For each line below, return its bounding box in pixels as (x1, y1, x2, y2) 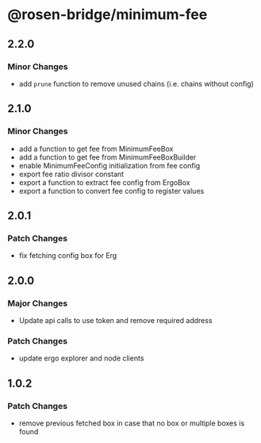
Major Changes (7, 298, 68, 309)
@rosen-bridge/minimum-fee (7, 6, 208, 24)
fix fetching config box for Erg (18, 251, 117, 260)
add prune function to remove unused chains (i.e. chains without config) (18, 79, 255, 88)
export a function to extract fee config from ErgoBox (18, 177, 191, 187)
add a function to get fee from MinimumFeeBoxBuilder (18, 152, 197, 162)
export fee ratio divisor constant (18, 169, 125, 179)
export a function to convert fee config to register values (18, 186, 205, 195)
